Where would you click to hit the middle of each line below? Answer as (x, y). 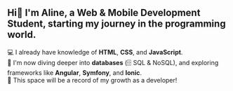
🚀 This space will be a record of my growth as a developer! (92, 80)
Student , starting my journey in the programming (116, 24)
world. (22, 35)
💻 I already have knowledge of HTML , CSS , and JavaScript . (95, 52)
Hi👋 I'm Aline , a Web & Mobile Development (104, 13)
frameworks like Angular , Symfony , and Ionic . (75, 72)
